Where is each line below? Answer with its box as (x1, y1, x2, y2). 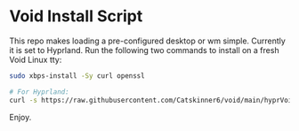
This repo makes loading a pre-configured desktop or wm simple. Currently (9, 35, 287, 46)
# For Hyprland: (9, 87, 69, 96)
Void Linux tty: (9, 54, 62, 65)
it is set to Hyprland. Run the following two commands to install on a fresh (9, 44, 279, 55)
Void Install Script (9, 6, 143, 27)
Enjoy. (9, 112, 32, 122)
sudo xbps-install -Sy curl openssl (9, 71, 145, 81)
